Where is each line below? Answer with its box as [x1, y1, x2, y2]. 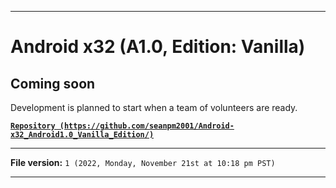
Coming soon [10, 75, 96, 92]
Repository [10, 121, 56, 131]
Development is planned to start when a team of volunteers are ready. [10, 102, 298, 113]
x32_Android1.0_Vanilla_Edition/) [10, 130, 155, 140]
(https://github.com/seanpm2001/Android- [59, 121, 235, 131]
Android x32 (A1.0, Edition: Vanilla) [10, 36, 306, 58]
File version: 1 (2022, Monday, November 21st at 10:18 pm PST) [10, 157, 276, 168]
